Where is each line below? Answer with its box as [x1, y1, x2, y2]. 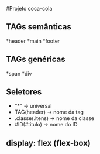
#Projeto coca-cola [6, 5, 53, 12]
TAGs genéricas [6, 54, 65, 64]
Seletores [6, 87, 42, 97]
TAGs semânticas [6, 22, 72, 32]
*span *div [6, 70, 32, 77]
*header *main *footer [6, 37, 60, 45]
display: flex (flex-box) [6, 138, 91, 148]
